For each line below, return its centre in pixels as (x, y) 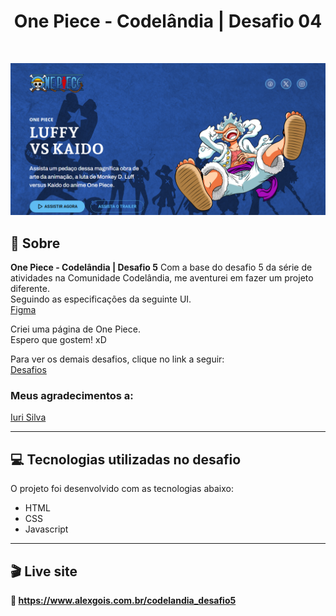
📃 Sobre (35, 243)
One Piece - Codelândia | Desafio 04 (168, 21)
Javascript (46, 529)
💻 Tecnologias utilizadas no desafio (126, 459)
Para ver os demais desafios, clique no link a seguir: (117, 359)
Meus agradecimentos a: (72, 396)
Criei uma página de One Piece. (75, 329)
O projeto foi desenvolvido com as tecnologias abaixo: (122, 489)
